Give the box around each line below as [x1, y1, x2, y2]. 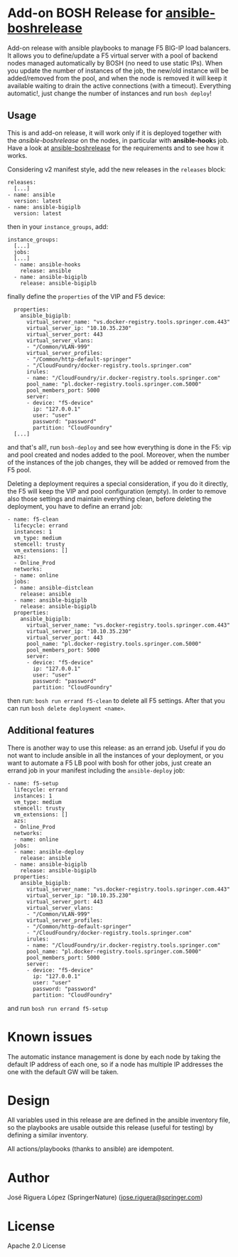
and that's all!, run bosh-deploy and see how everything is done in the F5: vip [7, 442, 232, 451]
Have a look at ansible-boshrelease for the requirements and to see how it [7, 144, 225, 152]
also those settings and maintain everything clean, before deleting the [7, 494, 212, 503]
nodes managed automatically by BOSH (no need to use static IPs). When [7, 58, 223, 67]
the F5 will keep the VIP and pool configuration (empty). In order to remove [7, 487, 227, 495]
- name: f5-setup [7, 780, 59, 787]
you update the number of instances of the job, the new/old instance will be [7, 66, 229, 75]
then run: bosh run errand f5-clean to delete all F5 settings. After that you [7, 696, 225, 705]
